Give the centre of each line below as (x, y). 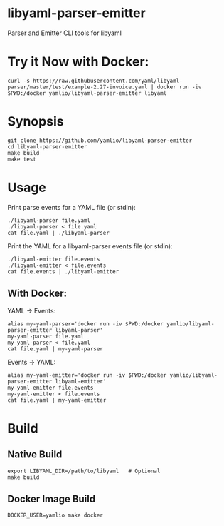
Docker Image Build (52, 499)
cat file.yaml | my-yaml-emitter (57, 400)
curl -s (19, 81)
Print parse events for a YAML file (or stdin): (72, 207)
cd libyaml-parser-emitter (47, 147)
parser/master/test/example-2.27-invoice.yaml (78, 87)
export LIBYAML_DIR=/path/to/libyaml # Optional (84, 471)
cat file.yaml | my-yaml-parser (55, 349)
